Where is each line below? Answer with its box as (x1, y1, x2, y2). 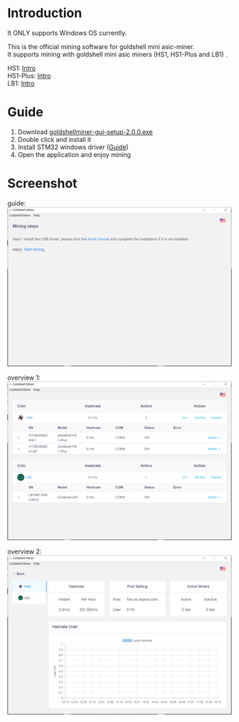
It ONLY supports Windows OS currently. (7, 29, 127, 37)
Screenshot (7, 176, 78, 192)
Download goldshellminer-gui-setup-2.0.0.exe (17, 127, 153, 136)
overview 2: (7, 547, 42, 556)
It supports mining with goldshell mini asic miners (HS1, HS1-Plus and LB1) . (7, 50, 228, 59)
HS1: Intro (7, 63, 36, 72)
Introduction (7, 5, 83, 21)
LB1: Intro (7, 78, 35, 87)
